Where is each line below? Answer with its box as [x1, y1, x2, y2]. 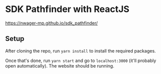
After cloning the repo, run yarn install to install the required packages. [5, 47, 156, 53]
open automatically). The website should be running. [5, 62, 115, 68]
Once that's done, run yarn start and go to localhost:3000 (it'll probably [5, 57, 156, 63]
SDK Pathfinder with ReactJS [5, 3, 130, 15]
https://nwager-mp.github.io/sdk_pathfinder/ [5, 20, 98, 26]
